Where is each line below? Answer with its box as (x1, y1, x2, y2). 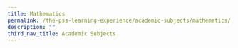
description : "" (7, 23, 56, 30)
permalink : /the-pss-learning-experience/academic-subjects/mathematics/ (7, 17, 232, 24)
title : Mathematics (7, 10, 66, 18)
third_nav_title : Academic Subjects (7, 30, 116, 37)
